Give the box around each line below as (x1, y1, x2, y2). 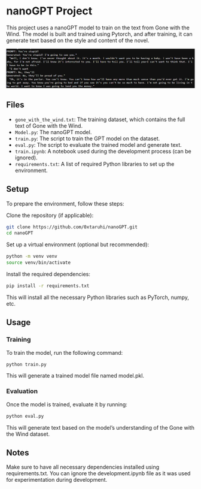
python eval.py (6, 413, 44, 419)
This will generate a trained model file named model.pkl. (6, 372, 145, 379)
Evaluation (6, 387, 38, 396)
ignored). (14, 154, 38, 161)
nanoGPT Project (6, 4, 93, 18)
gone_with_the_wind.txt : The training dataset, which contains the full (14, 116, 185, 123)
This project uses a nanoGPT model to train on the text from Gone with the (6, 24, 190, 31)
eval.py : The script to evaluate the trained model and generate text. (14, 141, 182, 148)
